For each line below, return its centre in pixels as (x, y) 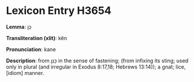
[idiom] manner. (25, 73)
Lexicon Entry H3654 (59, 11)
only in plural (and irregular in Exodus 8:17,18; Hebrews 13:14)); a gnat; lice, (96, 67)
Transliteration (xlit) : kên (37, 38)
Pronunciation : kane (31, 49)
